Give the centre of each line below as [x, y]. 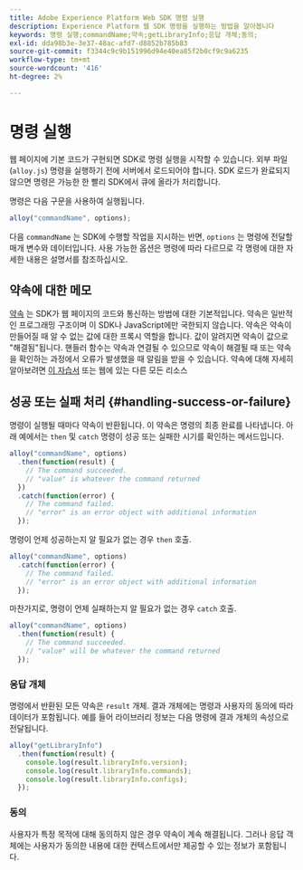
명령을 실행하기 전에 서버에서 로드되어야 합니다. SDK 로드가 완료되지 [170, 170]
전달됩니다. [29, 729]
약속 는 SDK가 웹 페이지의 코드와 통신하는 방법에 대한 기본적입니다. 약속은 [139, 314]
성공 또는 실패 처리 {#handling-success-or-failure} [150, 402]
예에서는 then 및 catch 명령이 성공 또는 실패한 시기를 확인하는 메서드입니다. [151, 436]
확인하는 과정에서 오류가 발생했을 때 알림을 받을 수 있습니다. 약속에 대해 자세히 [156, 359]
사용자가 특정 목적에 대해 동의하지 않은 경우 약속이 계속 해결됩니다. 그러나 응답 [147, 834]
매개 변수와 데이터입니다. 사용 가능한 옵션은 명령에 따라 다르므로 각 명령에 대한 [147, 248]
